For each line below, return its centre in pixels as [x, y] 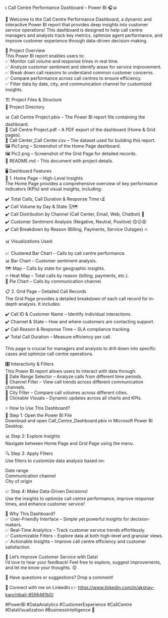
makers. [14, 525]
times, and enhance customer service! [45, 504]
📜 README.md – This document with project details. [59, 161]
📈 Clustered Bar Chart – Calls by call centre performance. [66, 253]
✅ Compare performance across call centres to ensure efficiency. [74, 78]
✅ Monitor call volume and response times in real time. [62, 61]
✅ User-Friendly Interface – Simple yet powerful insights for [67, 519]
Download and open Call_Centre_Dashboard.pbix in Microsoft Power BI [79, 420]
